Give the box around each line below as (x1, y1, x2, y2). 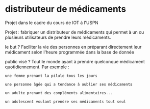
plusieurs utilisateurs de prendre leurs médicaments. (5, 34, 111, 40)
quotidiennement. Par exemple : (5, 64, 70, 70)
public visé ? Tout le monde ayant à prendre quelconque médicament (5, 58, 145, 64)
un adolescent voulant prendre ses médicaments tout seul (5, 99, 126, 104)
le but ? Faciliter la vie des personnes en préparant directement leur (5, 44, 142, 50)
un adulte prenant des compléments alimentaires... (5, 90, 113, 95)
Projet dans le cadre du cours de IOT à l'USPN (5, 20, 99, 26)
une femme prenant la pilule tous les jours (5, 73, 98, 78)
